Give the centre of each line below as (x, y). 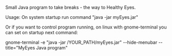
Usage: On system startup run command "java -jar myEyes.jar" (72, 17)
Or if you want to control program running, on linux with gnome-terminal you (86, 27)
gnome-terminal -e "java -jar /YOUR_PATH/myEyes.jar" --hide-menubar (81, 42)
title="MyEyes (20, 48)
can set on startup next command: (42, 32)
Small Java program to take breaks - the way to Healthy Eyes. (71, 7)
